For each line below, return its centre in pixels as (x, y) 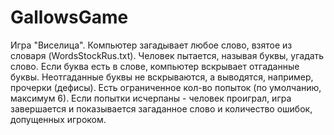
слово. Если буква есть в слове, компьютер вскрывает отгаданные (155, 66)
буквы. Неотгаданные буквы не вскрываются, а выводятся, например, (162, 77)
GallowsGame (69, 17)
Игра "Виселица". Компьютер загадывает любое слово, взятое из (151, 45)
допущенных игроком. (58, 119)
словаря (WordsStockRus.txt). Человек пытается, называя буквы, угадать (167, 55)
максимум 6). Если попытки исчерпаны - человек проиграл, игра (151, 98)
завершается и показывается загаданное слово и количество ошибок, (161, 108)
